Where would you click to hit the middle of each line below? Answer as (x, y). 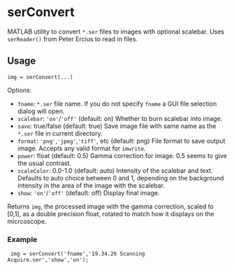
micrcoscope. (27, 221)
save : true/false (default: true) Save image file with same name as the (117, 126)
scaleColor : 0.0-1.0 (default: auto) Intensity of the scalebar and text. (115, 170)
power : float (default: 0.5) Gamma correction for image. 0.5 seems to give (122, 155)
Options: (20, 90)
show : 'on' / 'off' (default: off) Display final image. (88, 192)
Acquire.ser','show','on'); (48, 260)
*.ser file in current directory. (60, 133)
